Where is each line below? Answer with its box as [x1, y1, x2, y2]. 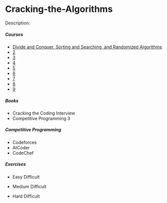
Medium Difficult [12, 183, 47, 190]
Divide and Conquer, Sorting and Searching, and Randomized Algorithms [12, 44, 162, 50]
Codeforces [12, 139, 37, 145]
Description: [5, 20, 30, 26]
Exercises [5, 161, 26, 167]
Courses [5, 31, 23, 37]
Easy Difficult [12, 174, 40, 180]
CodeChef [12, 150, 34, 156]
